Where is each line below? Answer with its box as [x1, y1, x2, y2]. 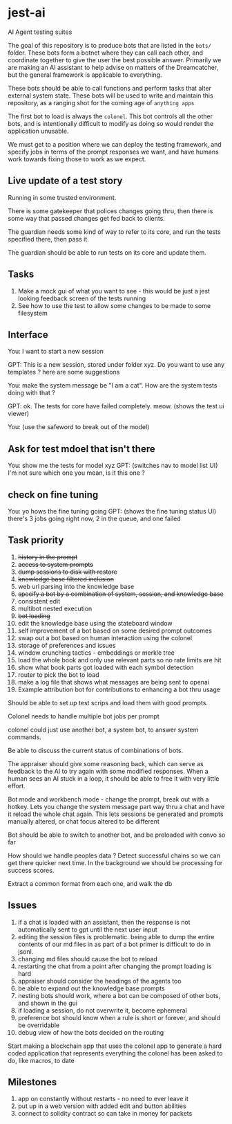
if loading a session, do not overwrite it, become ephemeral [17, 1006, 187, 1015]
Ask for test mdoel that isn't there [8, 443, 155, 455]
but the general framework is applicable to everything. [8, 71, 162, 79]
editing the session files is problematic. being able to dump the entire [17, 932, 215, 941]
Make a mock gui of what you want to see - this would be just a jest [17, 287, 210, 295]
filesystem [17, 309, 48, 317]
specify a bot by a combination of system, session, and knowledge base [17, 590, 224, 598]
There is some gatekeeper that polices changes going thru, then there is [8, 206, 213, 215]
